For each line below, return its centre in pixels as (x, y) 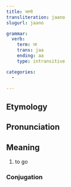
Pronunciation (33, 127)
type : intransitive (41, 61)
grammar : (17, 33)
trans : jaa (30, 50)
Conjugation (24, 177)
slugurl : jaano (25, 23)
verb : (18, 39)
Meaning (23, 147)
